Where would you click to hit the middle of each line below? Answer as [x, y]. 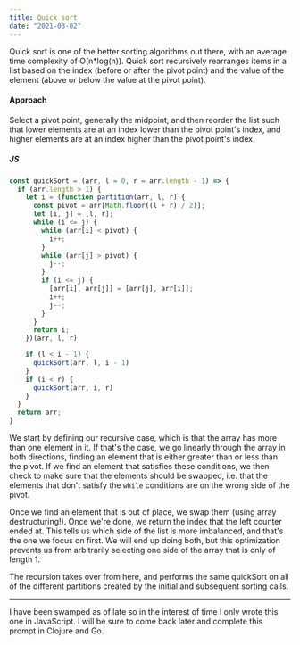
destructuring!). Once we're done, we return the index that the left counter [146, 522]
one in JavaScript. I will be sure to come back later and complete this [136, 622]
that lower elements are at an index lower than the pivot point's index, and [145, 129]
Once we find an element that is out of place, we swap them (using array [143, 512]
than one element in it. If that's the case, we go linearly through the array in [147, 448]
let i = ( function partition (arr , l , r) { [105, 197]
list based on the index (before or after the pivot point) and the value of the [146, 70]
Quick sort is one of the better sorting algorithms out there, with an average [148, 51]
